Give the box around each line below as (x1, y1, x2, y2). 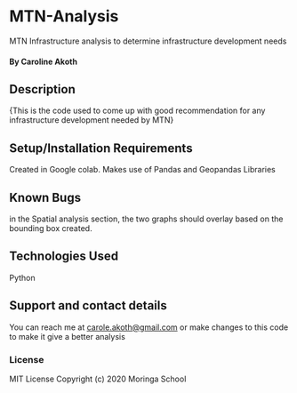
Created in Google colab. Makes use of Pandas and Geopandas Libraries (9, 164, 276, 175)
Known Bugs (9, 189, 82, 205)
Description (9, 82, 76, 97)
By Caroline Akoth (9, 56, 78, 67)
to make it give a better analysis (9, 331, 126, 341)
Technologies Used (9, 249, 118, 264)
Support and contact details (9, 298, 167, 313)
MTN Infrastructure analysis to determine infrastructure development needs (9, 36, 287, 46)
